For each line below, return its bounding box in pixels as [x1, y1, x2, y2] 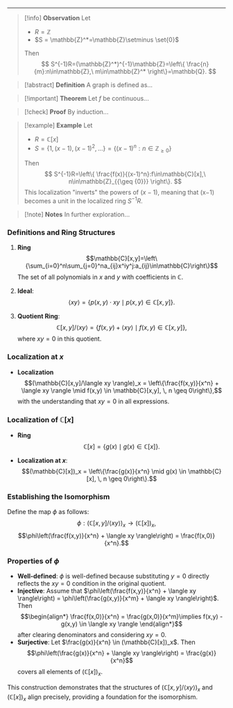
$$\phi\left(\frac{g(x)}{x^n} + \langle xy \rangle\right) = [26, 649, 185, 657]
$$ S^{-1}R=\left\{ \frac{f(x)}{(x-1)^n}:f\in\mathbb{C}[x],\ [44, 170, 206, 178]
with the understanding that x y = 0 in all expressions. [17, 397, 170, 405]
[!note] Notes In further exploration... [24, 210, 130, 219]
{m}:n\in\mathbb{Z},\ [33, 67, 94, 75]
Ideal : [17, 287, 34, 296]
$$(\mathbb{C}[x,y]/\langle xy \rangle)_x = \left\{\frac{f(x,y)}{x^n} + [24, 378, 220, 387]
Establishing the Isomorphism [7, 492, 110, 501]
